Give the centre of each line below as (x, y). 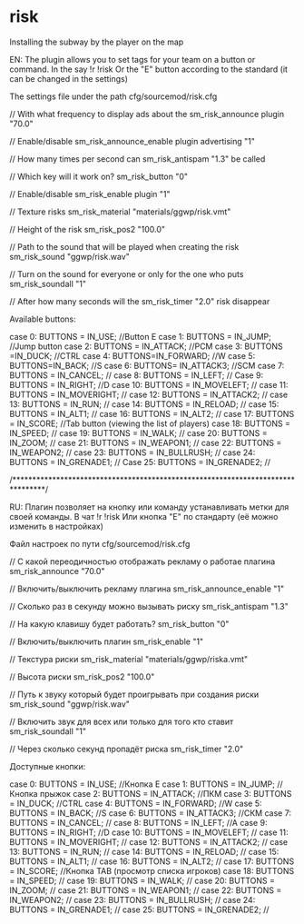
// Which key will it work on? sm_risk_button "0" (99, 176)
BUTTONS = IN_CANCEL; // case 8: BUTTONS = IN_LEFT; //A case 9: (138, 822)
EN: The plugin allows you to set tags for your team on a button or (132, 59)
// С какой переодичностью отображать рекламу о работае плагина (142, 561)
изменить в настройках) (57, 526)
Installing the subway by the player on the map (97, 42)
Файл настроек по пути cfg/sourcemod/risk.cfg (100, 543)
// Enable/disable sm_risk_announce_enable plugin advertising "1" (132, 141)
